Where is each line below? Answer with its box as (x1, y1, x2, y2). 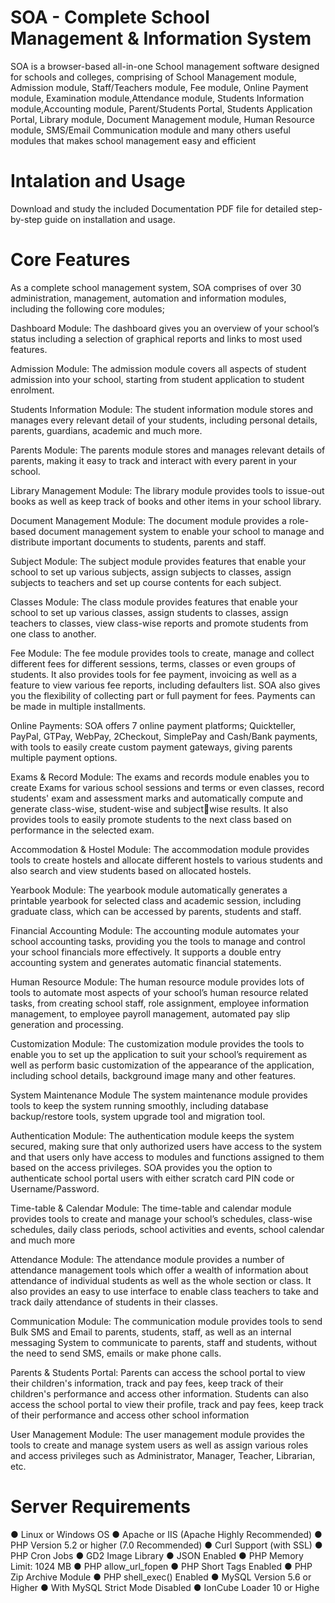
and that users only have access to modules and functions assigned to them (10, 1151, 325, 1163)
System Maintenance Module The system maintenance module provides (10, 1089, 308, 1101)
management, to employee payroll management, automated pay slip (10, 1007, 291, 1020)
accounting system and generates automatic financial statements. (10, 956, 282, 968)
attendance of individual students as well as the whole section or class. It (10, 1274, 312, 1286)
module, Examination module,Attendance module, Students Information (10, 92, 305, 104)
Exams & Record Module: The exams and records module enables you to (10, 771, 310, 783)
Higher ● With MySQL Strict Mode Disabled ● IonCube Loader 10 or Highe (10, 1581, 320, 1593)
